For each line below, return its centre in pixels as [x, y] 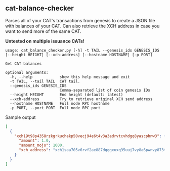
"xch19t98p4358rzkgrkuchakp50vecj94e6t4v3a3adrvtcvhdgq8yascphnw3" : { [90, 136]
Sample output [20, 117]
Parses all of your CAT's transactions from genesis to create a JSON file [80, 20]
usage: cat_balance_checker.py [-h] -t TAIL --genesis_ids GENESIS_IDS [82, 50]
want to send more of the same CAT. [44, 31]
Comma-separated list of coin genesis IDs [105, 90]
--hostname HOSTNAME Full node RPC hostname [60, 103]
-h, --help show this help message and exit [70, 77]
